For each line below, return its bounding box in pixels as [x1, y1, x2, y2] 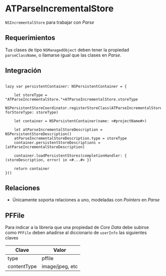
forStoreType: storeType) [5, 110, 58, 115]
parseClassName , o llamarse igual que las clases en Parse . [5, 52, 122, 58]
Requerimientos [5, 34, 55, 42]
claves [5, 235, 19, 241]
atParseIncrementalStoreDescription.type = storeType [14, 136, 127, 141]
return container [14, 166, 50, 171]
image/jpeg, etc [41, 263, 78, 270]
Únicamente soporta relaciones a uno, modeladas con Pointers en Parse [12, 197, 160, 203]
